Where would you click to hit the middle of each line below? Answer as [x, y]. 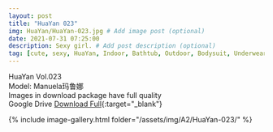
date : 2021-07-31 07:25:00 [54, 38]
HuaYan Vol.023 [35, 77]
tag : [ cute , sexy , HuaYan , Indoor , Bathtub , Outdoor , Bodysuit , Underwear [138, 53]
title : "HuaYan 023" [43, 23]
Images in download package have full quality [85, 95]
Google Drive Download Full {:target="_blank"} [85, 104]
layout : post [30, 16]
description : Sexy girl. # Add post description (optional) [113, 46]
